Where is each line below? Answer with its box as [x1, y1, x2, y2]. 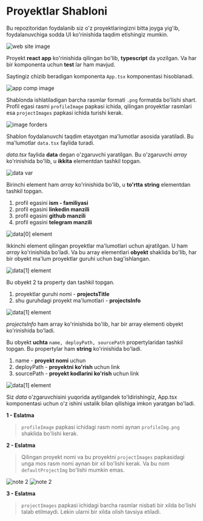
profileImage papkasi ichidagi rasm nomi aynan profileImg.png [21, 423, 180, 430]
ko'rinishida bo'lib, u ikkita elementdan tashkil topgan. [6, 157, 141, 165]
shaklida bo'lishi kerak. [21, 430, 79, 437]
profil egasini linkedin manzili [15, 205, 90, 213]
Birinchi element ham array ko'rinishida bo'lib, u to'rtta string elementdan [6, 181, 191, 188]
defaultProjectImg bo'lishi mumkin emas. [21, 466, 125, 474]
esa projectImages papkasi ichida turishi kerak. [6, 109, 124, 116]
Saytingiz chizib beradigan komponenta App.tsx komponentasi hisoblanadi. [6, 72, 194, 80]
